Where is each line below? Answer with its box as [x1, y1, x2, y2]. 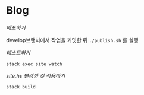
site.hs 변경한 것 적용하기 [6, 72, 65, 79]
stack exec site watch [6, 61, 62, 67]
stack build [6, 84, 36, 90]
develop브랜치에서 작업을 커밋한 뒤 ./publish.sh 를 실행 [6, 36, 139, 43]
